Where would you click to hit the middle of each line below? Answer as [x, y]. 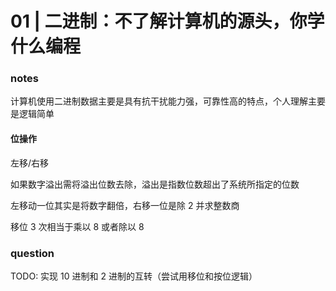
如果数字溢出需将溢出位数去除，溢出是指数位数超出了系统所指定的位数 [155, 184]
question [32, 253]
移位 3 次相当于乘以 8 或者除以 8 [77, 226]
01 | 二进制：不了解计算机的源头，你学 [167, 21]
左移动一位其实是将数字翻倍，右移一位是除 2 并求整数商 [125, 205]
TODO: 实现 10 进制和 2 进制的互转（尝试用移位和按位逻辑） [134, 276]
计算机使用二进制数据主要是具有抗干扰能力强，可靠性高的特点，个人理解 [159, 101]
